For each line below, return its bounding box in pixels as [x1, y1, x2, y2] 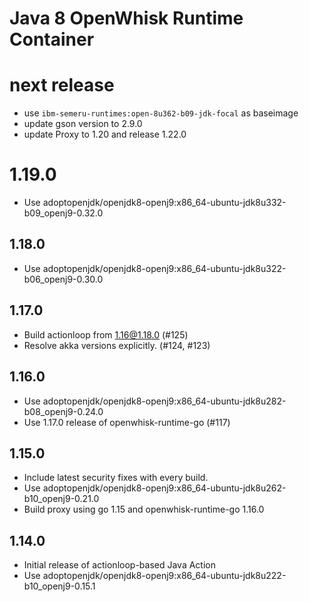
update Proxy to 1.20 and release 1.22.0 [23, 128, 187, 141]
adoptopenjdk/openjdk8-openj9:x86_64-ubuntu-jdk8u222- [42, 570, 287, 582]
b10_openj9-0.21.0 [23, 493, 100, 505]
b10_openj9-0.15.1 [23, 580, 96, 592]
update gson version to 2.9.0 [23, 118, 143, 130]
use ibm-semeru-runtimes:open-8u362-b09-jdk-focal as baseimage [23, 107, 299, 119]
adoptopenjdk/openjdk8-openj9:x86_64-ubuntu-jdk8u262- [42, 482, 287, 494]
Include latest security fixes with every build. [23, 472, 209, 484]
